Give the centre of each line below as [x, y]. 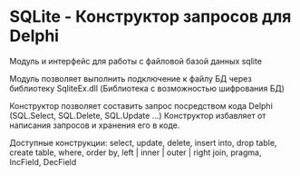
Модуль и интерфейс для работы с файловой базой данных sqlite [136, 61]
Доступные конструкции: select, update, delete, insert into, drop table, [143, 142]
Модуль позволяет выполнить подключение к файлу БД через [131, 78]
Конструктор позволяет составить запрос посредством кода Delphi [141, 105]
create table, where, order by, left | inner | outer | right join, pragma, [135, 152]
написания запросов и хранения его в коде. [95, 125]
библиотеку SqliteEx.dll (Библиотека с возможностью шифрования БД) [147, 88]
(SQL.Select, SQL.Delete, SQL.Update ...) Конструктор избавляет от [138, 115]
